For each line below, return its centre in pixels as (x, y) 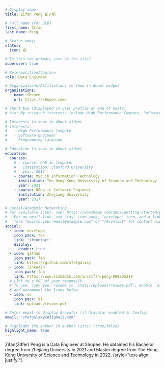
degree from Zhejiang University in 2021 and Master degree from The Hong (82, 350)
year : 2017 (29, 199)
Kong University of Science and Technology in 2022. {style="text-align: (77, 355)
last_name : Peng (22, 32)
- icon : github (25, 254)
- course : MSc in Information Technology (57, 176)
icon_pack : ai (28, 299)
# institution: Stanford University (54, 167)
